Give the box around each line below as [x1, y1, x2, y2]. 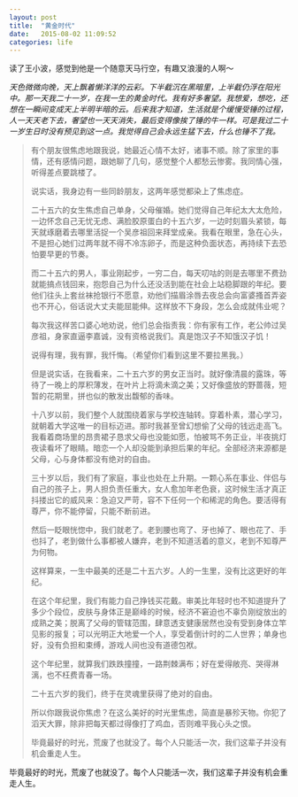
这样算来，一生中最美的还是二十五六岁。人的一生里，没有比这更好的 [30, 566, 279, 576]
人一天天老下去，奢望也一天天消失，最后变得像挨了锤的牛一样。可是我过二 [9, 115, 280, 126]
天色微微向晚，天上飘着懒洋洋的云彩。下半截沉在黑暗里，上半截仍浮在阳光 [9, 81, 280, 93]
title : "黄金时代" [9, 21, 76, 30]
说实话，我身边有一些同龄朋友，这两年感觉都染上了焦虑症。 [30, 186, 248, 197]
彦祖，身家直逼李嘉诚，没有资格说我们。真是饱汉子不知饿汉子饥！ [30, 331, 271, 342]
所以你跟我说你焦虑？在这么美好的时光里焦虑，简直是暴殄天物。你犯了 [30, 708, 287, 718]
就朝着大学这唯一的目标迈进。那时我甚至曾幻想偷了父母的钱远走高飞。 [30, 421, 287, 431]
